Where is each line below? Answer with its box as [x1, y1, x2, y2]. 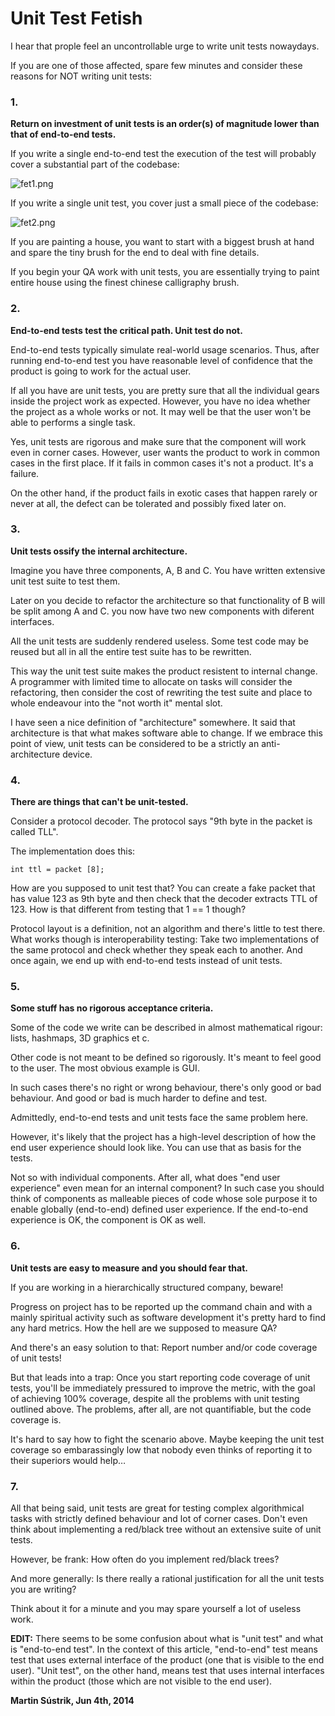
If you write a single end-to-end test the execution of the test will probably [10, 148, 317, 160]
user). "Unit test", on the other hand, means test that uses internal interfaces [10, 1665, 325, 1677]
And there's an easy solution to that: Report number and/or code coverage [10, 1341, 318, 1353]
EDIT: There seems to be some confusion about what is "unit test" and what [10, 1633, 324, 1645]
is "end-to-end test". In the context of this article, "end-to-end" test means [10, 1643, 318, 1656]
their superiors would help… [10, 1454, 127, 1466]
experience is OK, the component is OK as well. [10, 1214, 207, 1226]
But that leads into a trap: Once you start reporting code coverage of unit [10, 1371, 311, 1383]
